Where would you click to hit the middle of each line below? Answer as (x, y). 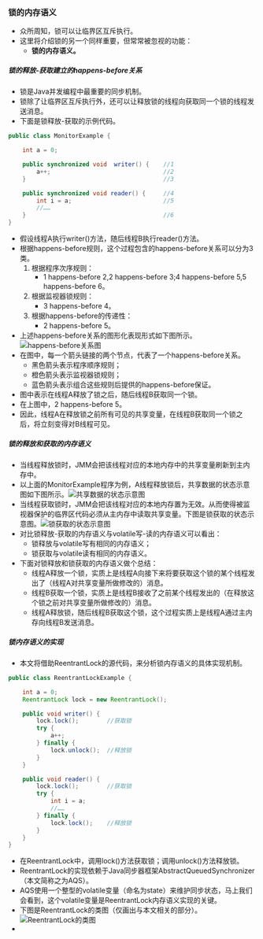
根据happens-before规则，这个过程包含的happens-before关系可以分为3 (136, 249)
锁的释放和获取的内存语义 (50, 443)
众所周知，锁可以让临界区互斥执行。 (78, 31)
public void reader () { (61, 779)
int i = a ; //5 (106, 201)
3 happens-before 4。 (79, 306)
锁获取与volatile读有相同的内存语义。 (91, 553)
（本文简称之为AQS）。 (56, 881)
